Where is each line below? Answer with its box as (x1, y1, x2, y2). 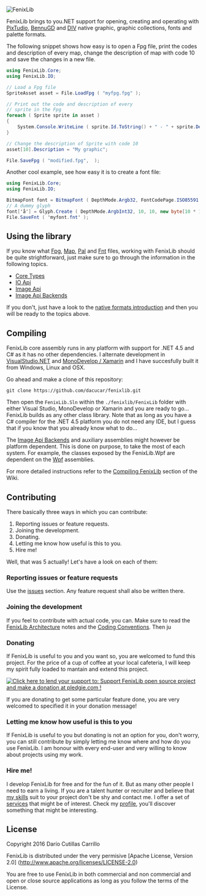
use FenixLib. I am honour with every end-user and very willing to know (6, 745, 187, 752)
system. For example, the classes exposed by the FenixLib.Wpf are (6, 450, 175, 457)
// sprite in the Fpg (6, 107, 62, 113)
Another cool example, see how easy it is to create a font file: (6, 169, 161, 176)
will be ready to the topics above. (6, 310, 91, 318)
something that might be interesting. (6, 806, 98, 814)
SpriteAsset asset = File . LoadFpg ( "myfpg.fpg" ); (6, 90, 141, 96)
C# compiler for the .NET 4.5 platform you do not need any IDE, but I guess (6, 418, 196, 426)
